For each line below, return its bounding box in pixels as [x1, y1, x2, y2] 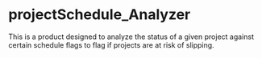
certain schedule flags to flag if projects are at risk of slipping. [8, 40, 215, 49]
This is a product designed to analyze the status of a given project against [8, 32, 254, 41]
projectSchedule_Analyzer [8, 6, 191, 24]
